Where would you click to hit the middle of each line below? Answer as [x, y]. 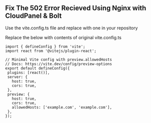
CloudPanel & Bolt [34, 16]
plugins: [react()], [29, 72]
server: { [17, 77]
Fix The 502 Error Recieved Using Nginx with [76, 8]
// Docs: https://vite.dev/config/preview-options [59, 64]
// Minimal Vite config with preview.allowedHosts [59, 60]
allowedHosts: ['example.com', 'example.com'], [62, 107]
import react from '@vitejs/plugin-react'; [51, 51]
